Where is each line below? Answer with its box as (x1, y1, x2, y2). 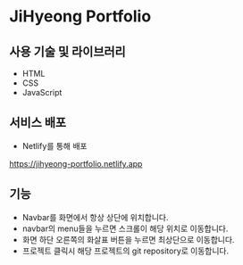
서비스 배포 (9, 115, 67, 130)
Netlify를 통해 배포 (21, 140, 88, 151)
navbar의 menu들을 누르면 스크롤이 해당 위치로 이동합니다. (21, 223, 229, 234)
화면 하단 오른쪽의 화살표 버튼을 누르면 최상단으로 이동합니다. (21, 234, 235, 244)
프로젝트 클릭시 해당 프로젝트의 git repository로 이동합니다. (21, 245, 230, 256)
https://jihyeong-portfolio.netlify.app (9, 158, 143, 169)
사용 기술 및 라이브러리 (9, 44, 127, 59)
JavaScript (21, 87, 63, 97)
